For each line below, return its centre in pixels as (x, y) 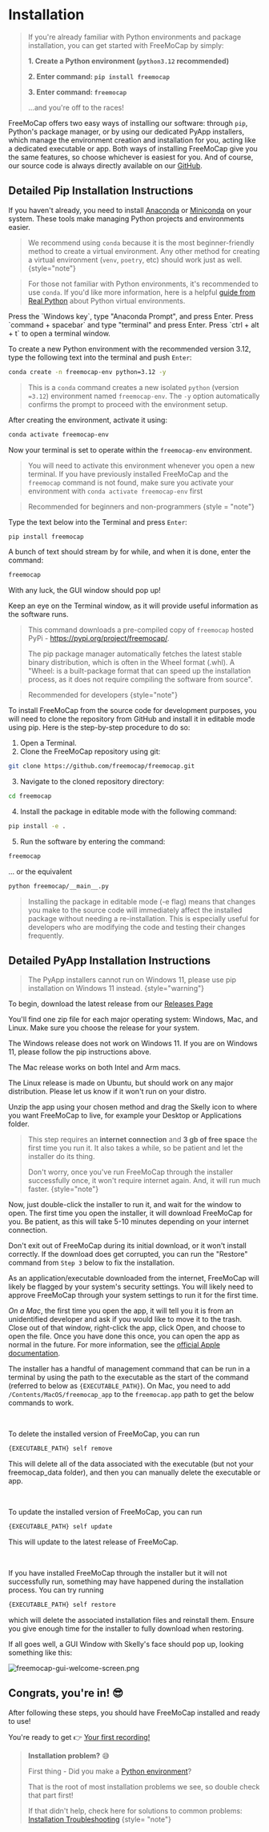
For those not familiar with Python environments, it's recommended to (143, 284)
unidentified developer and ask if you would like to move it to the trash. (125, 1319)
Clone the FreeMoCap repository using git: (90, 751)
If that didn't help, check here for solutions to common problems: (135, 1810)
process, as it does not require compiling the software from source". (141, 679)
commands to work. (41, 1403)
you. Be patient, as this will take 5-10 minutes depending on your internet (129, 1222)
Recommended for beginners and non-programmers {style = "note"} (141, 506)
